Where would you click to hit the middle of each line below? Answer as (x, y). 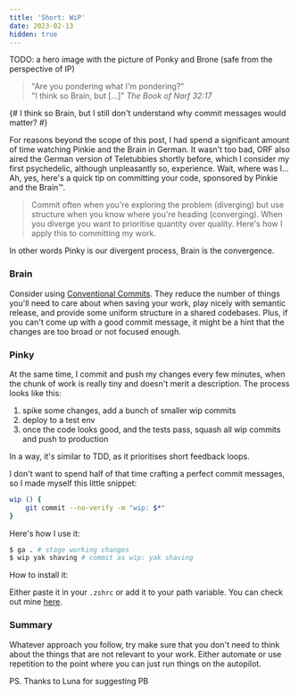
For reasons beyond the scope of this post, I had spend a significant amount (149, 140)
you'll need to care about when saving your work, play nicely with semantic (148, 303)
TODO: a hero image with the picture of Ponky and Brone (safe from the (141, 60)
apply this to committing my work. (93, 233)
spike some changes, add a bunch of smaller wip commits (129, 410)
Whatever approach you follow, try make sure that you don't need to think (145, 644)
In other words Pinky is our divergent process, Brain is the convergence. (142, 250)
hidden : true (33, 34)
